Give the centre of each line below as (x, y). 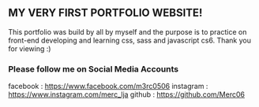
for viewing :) (30, 48)
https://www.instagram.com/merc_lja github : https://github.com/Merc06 (126, 94)
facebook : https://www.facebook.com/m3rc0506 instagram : (108, 87)
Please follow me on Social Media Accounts (94, 68)
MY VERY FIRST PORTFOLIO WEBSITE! (105, 13)
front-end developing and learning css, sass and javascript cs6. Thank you (129, 40)
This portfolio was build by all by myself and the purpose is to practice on (128, 31)
